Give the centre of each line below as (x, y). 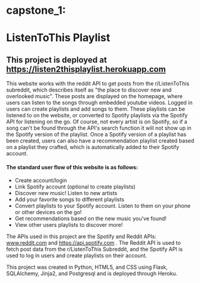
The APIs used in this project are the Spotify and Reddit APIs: (81, 236)
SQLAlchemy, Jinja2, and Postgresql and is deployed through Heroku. (92, 273)
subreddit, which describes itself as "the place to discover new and (89, 90)
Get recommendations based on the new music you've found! (91, 218)
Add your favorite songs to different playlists (69, 200)
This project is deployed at (57, 60)
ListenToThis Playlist (58, 38)
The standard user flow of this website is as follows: (72, 167)
